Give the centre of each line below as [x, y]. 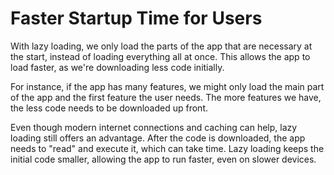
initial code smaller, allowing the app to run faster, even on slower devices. [163, 159]
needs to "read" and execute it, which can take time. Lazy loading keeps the [167, 148]
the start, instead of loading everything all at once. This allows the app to [160, 56]
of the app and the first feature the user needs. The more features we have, [166, 97]
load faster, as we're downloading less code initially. [117, 67]
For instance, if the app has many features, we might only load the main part [167, 86]
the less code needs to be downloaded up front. [109, 108]
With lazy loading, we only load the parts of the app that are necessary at [161, 46]
